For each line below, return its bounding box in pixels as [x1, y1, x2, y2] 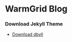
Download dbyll [12, 31, 43, 37]
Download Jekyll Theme [5, 21, 63, 28]
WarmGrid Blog [5, 3, 68, 14]
